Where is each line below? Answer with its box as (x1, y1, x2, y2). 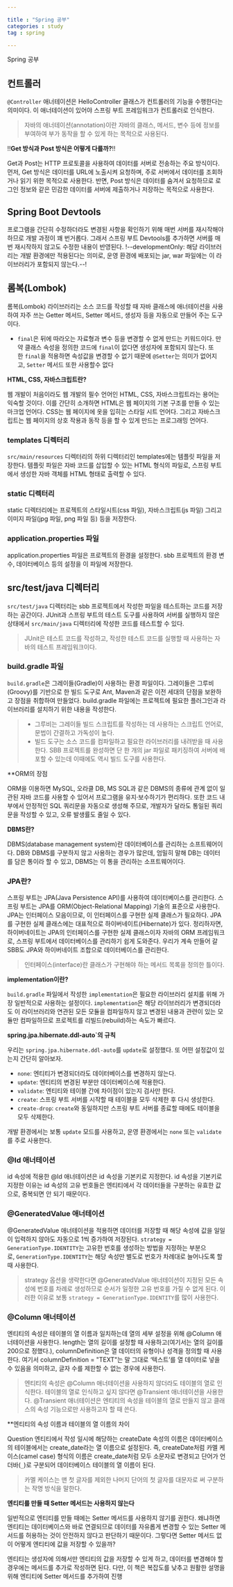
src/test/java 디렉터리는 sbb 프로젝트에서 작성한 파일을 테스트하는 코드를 (7, 601, 210, 610)
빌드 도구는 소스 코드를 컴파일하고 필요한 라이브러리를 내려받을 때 (34, 737, 211, 745)
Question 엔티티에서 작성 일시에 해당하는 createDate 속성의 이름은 (7, 1435, 189, 1443)
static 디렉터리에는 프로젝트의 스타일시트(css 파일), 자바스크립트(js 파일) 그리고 (7, 506, 222, 514)
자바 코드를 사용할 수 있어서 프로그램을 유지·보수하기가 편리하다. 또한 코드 (19, 793, 218, 801)
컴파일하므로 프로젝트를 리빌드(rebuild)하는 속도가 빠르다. (19, 1016, 176, 1025)
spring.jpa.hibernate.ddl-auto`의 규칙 (7, 1031, 116, 1039)
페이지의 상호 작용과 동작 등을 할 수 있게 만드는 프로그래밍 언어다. (33, 416, 209, 425)
